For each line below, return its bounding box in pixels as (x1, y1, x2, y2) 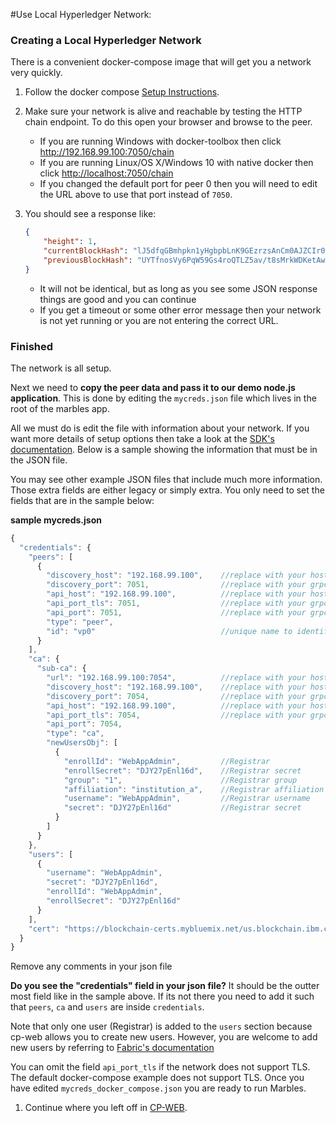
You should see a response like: (24, 208, 157, 220)
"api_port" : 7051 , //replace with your (46, 607, 307, 618)
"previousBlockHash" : (43, 255, 133, 265)
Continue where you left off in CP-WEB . (24, 1102, 188, 1114)
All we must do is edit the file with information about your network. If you (10, 422, 310, 434)
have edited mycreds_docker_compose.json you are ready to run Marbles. (10, 1082, 307, 1094)
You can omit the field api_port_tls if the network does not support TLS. (10, 1061, 311, 1073)
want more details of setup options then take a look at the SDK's (10, 432, 275, 444)
